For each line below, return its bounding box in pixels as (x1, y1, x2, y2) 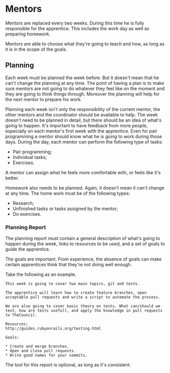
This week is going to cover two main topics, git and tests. (5, 282, 140, 287)
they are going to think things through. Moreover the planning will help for (5, 90, 160, 97)
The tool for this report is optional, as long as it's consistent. (5, 362, 131, 368)
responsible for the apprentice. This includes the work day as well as (5, 25, 150, 31)
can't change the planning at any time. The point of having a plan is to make (5, 80, 164, 86)
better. (5, 175, 19, 181)
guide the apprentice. (5, 246, 50, 252)
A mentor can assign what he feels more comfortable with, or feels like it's (5, 169, 161, 175)
